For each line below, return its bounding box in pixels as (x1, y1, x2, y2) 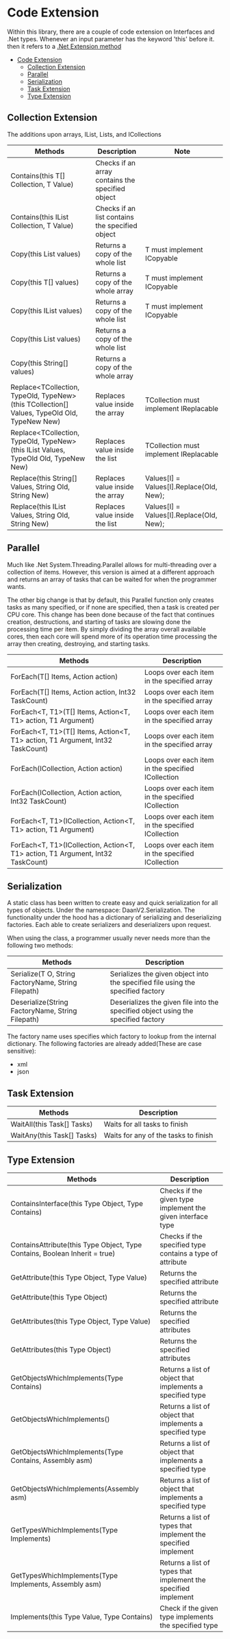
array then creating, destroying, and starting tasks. (7, 639, 151, 647)
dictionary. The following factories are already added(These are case (7, 1040, 202, 1048)
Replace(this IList (10, 502, 66, 511)
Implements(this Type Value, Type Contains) (10, 1612, 153, 1621)
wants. (7, 582, 26, 590)
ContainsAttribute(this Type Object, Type (10, 1240, 142, 1249)
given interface (159, 1212, 209, 1221)
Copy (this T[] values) (10, 277, 79, 287)
